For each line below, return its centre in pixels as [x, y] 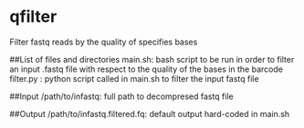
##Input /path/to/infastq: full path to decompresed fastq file [122, 96]
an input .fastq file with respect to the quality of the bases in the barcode [146, 69]
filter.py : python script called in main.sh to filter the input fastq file [134, 78]
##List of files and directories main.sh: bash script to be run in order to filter [152, 59]
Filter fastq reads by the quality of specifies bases [104, 42]
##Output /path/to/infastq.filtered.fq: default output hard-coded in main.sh [150, 113]
